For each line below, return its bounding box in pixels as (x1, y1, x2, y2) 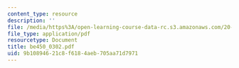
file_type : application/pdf (7, 30, 91, 38)
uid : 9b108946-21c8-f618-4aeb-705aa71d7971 (7, 50, 139, 57)
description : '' (7, 17, 55, 24)
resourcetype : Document (7, 37, 78, 44)
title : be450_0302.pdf (7, 43, 75, 50)
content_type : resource (7, 10, 78, 18)
